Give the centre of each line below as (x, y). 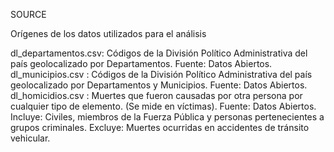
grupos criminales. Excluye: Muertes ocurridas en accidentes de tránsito (160, 127)
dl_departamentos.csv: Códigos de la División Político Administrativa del (159, 53)
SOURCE (28, 14)
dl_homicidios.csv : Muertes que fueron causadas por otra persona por (156, 95)
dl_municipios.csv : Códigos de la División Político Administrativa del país (161, 74)
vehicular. (30, 138)
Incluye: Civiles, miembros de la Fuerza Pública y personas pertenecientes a (167, 117)
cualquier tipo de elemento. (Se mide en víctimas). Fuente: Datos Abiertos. (163, 106)
